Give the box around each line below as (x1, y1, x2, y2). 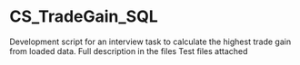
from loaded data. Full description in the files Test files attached (9, 45, 248, 56)
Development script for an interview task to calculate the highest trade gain (9, 36, 292, 47)
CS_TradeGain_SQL (9, 6, 159, 27)
